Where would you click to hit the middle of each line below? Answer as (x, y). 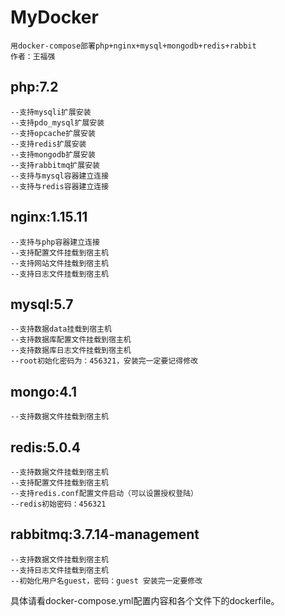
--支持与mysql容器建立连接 (60, 176)
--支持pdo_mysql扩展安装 (57, 122)
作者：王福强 (33, 56)
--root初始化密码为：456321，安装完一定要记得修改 (104, 361)
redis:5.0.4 (45, 447)
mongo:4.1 (43, 391)
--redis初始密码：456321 (58, 504)
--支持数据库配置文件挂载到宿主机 (71, 340)
